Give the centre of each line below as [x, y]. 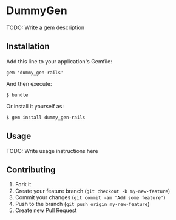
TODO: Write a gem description [46, 27]
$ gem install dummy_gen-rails [46, 117]
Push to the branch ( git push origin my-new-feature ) [82, 204]
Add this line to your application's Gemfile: [59, 61]
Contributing [31, 170]
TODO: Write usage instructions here [52, 151]
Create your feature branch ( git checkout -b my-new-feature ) [93, 191]
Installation [28, 47]
